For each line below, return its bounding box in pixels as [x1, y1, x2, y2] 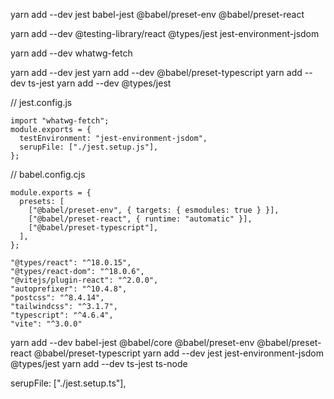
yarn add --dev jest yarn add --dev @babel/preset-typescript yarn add [10, 67, 303, 78]
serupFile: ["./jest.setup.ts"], [10, 377, 127, 389]
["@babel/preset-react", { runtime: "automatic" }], [28, 214, 253, 224]
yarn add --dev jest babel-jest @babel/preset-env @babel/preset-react [10, 9, 305, 20]
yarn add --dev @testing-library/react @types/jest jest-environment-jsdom [10, 28, 320, 39]
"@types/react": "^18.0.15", [10, 258, 132, 268]
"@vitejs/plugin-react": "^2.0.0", [10, 275, 159, 285]
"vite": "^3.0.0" [10, 319, 83, 329]
